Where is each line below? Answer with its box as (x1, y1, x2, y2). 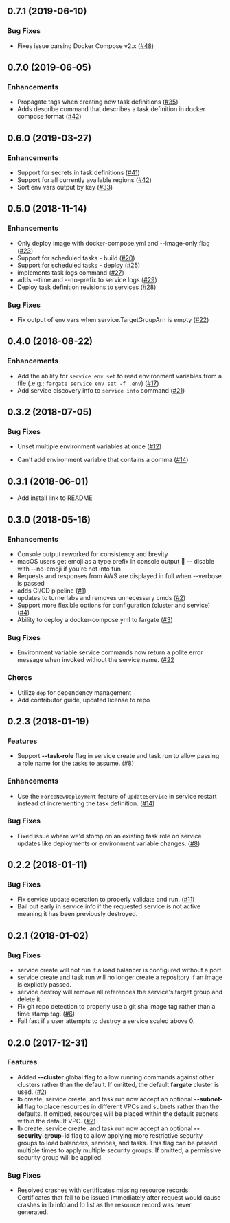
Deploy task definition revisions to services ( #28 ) (16, 283, 157, 291)
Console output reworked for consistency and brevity (16, 549, 168, 558)
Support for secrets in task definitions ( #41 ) (16, 168, 141, 177)
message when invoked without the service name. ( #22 (16, 656, 174, 664)
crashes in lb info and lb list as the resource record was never (16, 1201, 192, 1209)
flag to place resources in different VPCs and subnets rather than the (24, 1102, 220, 1110)
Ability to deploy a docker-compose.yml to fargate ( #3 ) (16, 615, 173, 624)
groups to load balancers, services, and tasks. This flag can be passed (16, 1139, 218, 1147)
